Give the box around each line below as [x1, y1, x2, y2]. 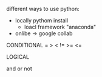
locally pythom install [15, 17, 69, 24]
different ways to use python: [6, 5, 80, 12]
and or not [6, 65, 32, 72]
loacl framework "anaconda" [24, 24, 97, 30]
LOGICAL [6, 53, 29, 60]
